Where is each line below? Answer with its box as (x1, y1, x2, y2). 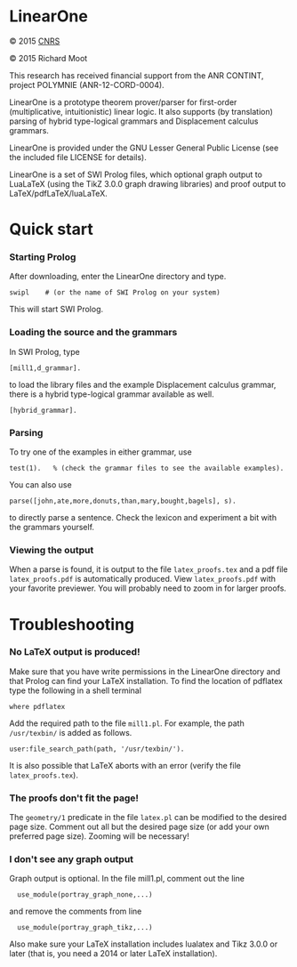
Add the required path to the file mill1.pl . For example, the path (9, 718, 245, 729)
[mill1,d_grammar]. (9, 363, 82, 373)
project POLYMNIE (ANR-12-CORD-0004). (9, 79, 165, 90)
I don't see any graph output (9, 853, 134, 866)
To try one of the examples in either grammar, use (9, 447, 193, 457)
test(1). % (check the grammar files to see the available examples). (9, 464, 285, 473)
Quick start (9, 220, 93, 239)
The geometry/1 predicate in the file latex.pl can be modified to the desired (9, 812, 287, 823)
